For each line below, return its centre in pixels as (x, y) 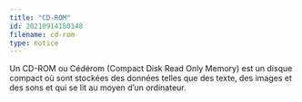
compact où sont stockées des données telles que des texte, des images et (151, 79)
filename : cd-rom (42, 34)
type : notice (34, 43)
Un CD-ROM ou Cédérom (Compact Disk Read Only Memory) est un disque (151, 69)
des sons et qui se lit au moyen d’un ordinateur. (98, 88)
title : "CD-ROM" (40, 18)
